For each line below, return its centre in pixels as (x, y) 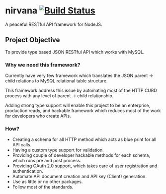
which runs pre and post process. (47, 161)
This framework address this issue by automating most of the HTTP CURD (81, 91)
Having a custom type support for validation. (58, 150)
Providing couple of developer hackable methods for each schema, (81, 155)
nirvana (21, 11)
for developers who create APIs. (38, 116)
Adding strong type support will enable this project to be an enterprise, (78, 105)
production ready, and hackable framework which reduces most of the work (83, 111)
